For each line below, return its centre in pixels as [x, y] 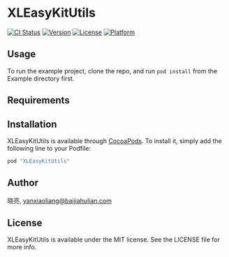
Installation [32, 124]
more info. [22, 247]
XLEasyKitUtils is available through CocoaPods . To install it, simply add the [114, 140]
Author [23, 183]
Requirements [38, 100]
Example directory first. [41, 78]
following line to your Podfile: [49, 148]
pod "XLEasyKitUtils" [39, 161]
